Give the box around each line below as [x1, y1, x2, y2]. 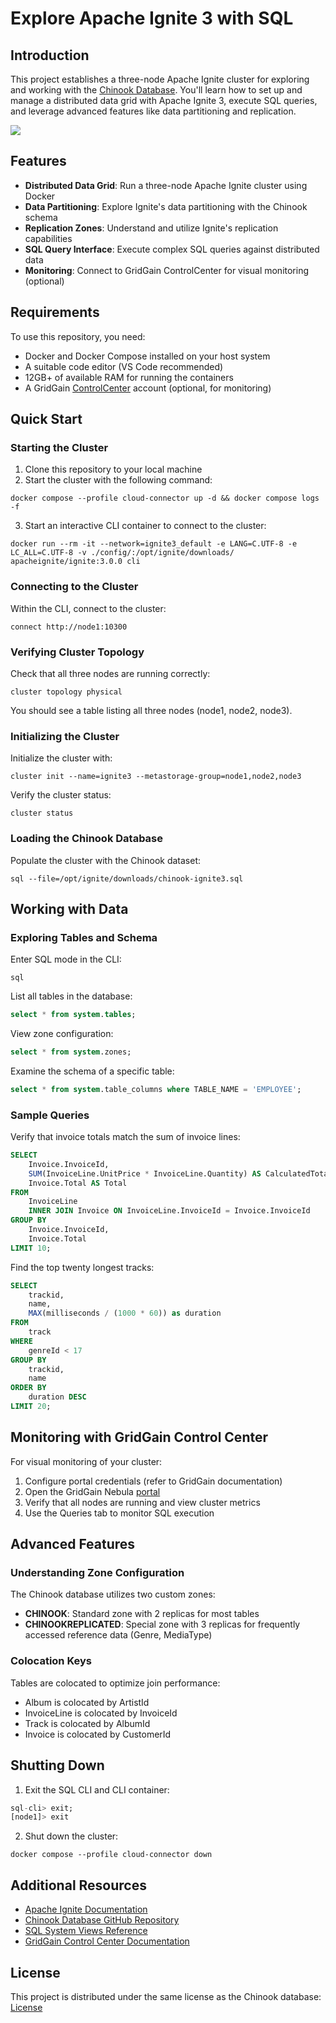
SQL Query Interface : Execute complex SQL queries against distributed [24, 243, 320, 255]
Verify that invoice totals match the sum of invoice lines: [10, 1131, 241, 1143]
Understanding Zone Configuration [10, 1566, 185, 1580]
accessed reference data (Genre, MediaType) [24, 1629, 213, 1641]
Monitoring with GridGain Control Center [10, 1429, 269, 1446]
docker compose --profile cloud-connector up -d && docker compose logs [10, 493, 320, 504]
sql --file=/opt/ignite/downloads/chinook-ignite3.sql [10, 873, 244, 884]
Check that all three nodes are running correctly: [10, 667, 211, 679]
